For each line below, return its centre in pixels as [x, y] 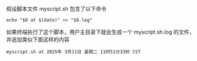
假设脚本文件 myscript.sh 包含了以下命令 [56, 9]
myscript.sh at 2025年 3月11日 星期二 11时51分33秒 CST [74, 52]
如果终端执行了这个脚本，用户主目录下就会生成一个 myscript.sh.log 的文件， [101, 32]
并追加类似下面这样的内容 [38, 39]
